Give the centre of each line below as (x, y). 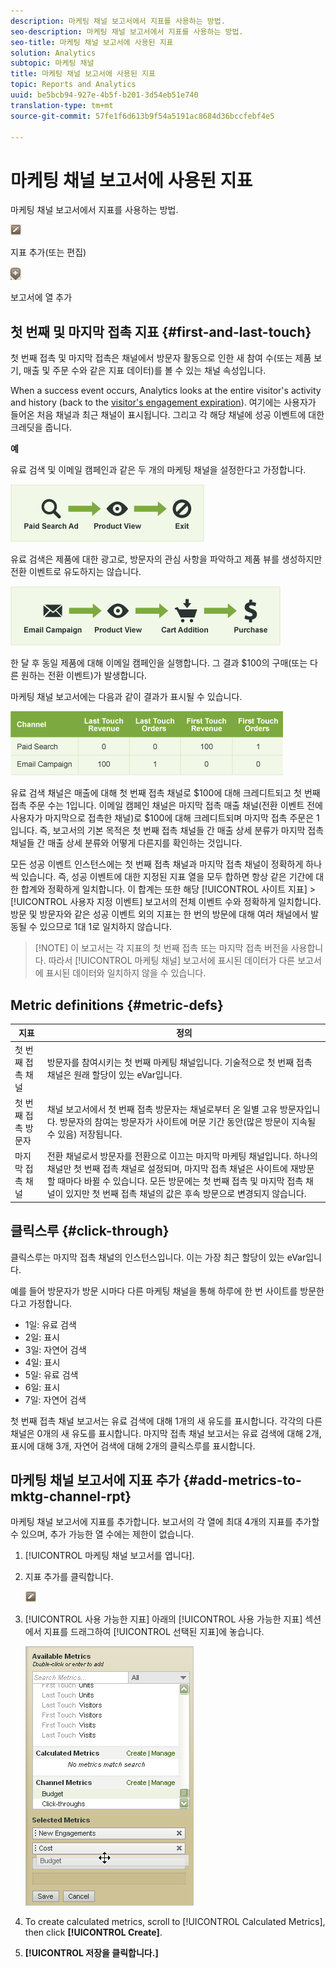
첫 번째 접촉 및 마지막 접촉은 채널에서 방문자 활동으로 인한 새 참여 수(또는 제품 (161, 358)
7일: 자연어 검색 (55, 1399)
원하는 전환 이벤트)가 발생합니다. (84, 676)
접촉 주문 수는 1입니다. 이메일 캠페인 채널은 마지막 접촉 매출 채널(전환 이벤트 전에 (167, 806)
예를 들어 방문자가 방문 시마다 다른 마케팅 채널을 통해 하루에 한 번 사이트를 (154, 1291)
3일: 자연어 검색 (55, 1349)
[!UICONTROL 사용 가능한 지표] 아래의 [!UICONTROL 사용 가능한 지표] (163, 1619)
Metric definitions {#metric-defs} (117, 1005)
